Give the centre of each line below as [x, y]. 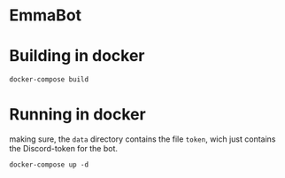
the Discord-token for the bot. [63, 149]
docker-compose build [49, 80]
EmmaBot [46, 15]
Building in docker [77, 56]
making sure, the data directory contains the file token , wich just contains [142, 139]
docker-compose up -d [49, 165]
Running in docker [77, 115]
